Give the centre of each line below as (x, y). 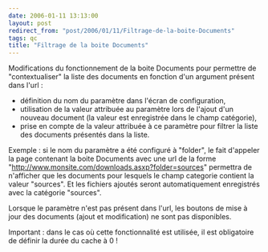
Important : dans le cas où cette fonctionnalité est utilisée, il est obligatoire (131, 232)
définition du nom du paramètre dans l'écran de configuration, (123, 101)
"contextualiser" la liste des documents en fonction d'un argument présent (132, 77)
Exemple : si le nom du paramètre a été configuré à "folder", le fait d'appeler (134, 150)
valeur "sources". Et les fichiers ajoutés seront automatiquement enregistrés (134, 184)
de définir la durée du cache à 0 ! (63, 241)
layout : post (30, 23)
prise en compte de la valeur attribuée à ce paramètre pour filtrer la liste (139, 126)
